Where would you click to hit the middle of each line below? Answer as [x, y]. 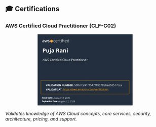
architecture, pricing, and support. [41, 119]
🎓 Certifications [32, 9]
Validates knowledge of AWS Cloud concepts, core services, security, [78, 113]
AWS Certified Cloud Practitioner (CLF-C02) [61, 26]
